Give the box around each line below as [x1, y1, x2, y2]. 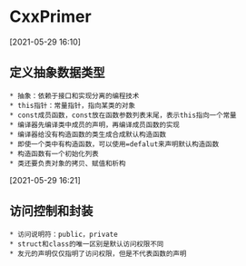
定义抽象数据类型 [9, 65, 105, 81]
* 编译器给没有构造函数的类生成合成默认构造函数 [9, 130, 166, 139]
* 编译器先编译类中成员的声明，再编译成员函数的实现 [9, 120, 180, 129]
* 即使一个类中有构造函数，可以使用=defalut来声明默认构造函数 [9, 139, 220, 149]
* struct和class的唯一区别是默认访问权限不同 [9, 239, 164, 249]
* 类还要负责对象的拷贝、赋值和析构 [9, 159, 126, 168]
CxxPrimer [9, 6, 93, 27]
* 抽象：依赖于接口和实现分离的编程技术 [9, 91, 140, 101]
